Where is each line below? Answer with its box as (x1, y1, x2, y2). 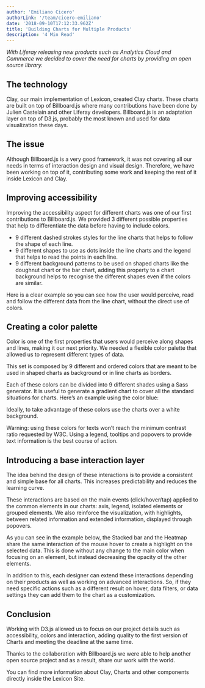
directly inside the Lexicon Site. (6, 675, 85, 682)
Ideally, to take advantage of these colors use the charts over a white (6, 406, 180, 413)
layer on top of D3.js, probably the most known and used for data (6, 114, 170, 122)
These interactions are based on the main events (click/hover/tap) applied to (6, 496, 198, 503)
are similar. (15, 279, 43, 286)
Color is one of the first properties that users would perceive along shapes (6, 338, 193, 346)
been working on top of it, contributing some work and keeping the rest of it (6, 168, 197, 176)
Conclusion (6, 609, 51, 620)
